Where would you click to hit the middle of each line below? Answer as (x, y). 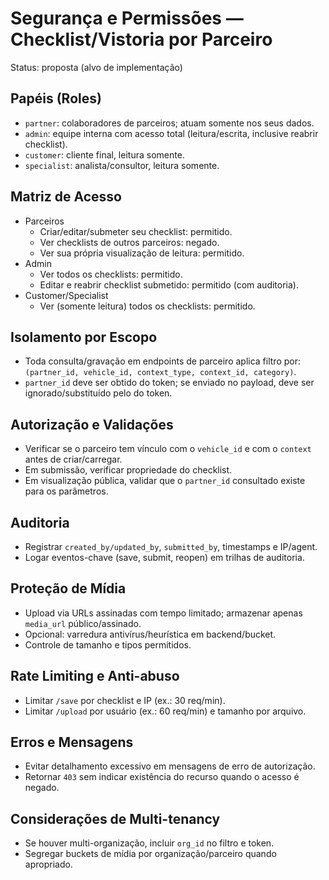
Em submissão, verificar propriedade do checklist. (128, 470)
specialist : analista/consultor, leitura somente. (122, 165)
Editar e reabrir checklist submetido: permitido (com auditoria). (169, 284)
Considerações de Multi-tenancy (115, 818)
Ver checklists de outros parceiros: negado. (129, 242)
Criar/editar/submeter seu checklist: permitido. (136, 231)
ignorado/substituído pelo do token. (98, 393)
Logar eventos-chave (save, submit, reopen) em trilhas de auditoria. (164, 557)
